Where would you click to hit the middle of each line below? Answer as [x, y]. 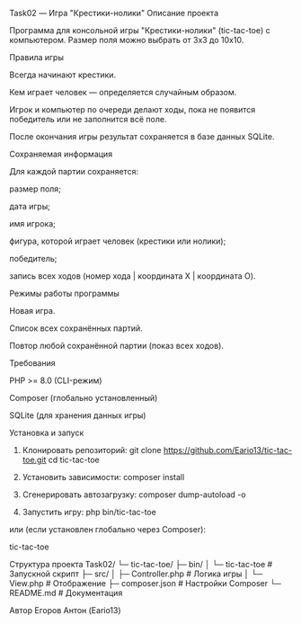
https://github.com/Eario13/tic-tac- [228, 450]
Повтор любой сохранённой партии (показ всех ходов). [117, 346]
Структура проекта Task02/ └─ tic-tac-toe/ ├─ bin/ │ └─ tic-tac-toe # [141, 564]
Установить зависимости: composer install [103, 477]
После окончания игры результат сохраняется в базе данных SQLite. [142, 137]
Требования [32, 363]
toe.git [34, 459]
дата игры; [30, 206]
